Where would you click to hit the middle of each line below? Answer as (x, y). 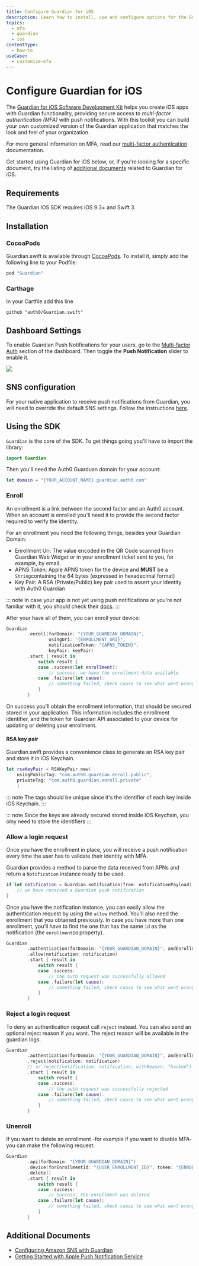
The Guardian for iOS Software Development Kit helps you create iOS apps (97, 107)
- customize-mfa (31, 61)
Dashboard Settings (44, 330)
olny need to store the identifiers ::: (49, 821)
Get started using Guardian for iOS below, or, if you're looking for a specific (98, 162)
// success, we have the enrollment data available (113, 673)
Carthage (20, 288)
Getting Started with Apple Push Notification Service (79, 1256)
